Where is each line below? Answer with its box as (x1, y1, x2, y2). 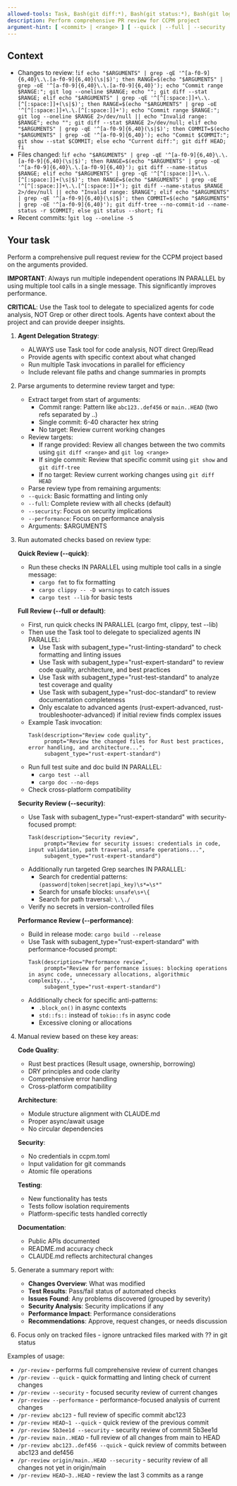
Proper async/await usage (28, 1117, 104, 1125)
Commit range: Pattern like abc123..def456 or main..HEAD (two (38, 403, 219, 411)
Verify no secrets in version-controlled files (28, 903, 154, 911)
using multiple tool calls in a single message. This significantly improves (7, 282, 217, 290)
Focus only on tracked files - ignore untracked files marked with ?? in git (17, 1331, 228, 1339)
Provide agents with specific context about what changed (28, 353, 196, 361)
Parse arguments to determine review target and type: (17, 381, 175, 390)
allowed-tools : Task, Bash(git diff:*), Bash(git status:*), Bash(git (7, 10, 219, 18)
